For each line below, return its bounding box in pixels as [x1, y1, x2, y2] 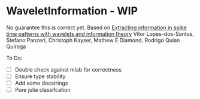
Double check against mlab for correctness [14, 66, 122, 73]
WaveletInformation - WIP [6, 4, 138, 18]
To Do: [6, 54, 23, 61]
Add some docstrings [14, 79, 68, 87]
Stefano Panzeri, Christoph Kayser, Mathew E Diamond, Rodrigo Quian [6, 36, 180, 44]
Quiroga [6, 43, 26, 50]
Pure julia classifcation [14, 86, 71, 94]
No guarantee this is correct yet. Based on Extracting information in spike [6, 24, 187, 31]
